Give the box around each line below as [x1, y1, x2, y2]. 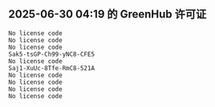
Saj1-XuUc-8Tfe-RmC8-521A [8, 64, 95, 72]
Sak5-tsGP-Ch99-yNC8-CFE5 [8, 50, 95, 58]
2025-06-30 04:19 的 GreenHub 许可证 [8, 7, 207, 22]
